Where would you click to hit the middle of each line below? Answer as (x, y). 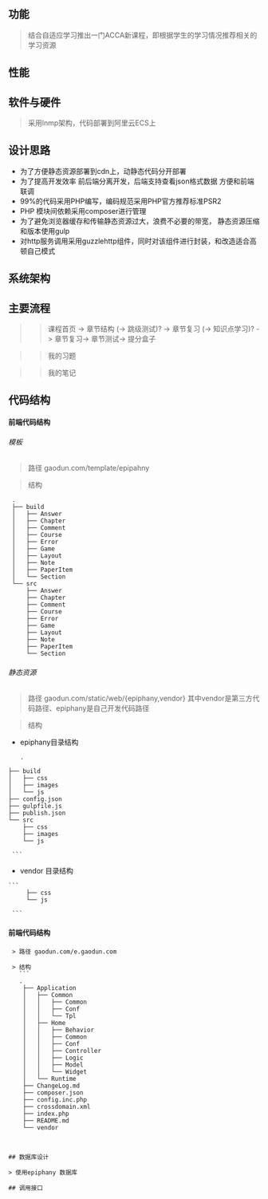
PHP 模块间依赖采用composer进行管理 (83, 211)
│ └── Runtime (50, 1079)
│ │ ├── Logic (53, 1058)
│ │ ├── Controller (62, 1051)
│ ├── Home (44, 1023)
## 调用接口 (26, 1188)
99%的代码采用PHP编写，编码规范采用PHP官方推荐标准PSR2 (120, 201)
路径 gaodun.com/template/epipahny (89, 468)
